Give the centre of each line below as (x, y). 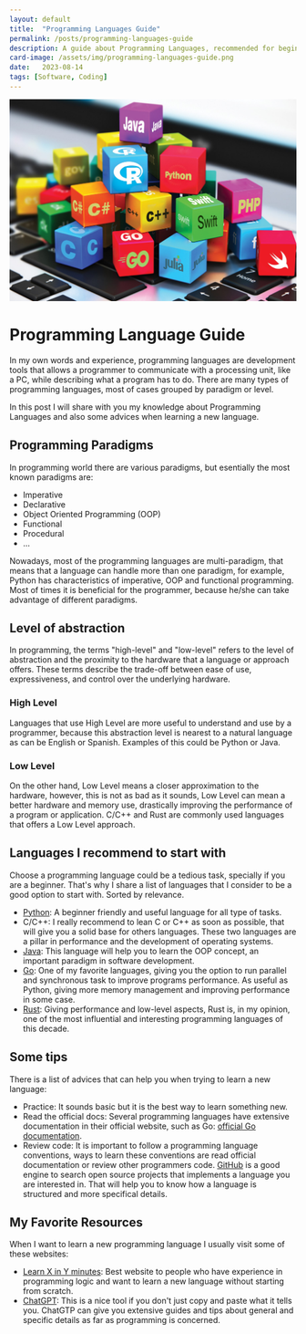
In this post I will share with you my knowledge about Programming (135, 407)
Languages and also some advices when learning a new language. (134, 416)
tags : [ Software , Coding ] (58, 78)
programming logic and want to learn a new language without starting (153, 1281)
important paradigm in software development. (108, 960)
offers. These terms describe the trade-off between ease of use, (131, 670)
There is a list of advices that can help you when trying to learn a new (140, 1079)
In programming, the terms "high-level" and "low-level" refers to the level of (152, 650)
